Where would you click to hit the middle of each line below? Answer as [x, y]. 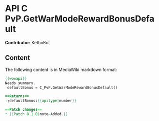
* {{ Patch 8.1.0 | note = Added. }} [36, 114]
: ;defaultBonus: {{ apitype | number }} [41, 101]
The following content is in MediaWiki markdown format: [61, 69]
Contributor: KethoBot [28, 42]
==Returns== [17, 96]
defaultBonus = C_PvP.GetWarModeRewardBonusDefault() [62, 87]
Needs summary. [20, 83]
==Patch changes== [23, 110]
